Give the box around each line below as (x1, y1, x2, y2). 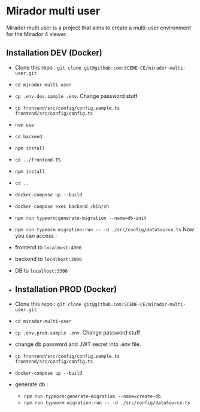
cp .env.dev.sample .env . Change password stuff (14, 92, 138, 100)
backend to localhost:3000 (14, 255, 82, 262)
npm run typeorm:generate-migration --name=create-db (23, 393, 161, 399)
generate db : (14, 380, 49, 388)
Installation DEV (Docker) (6, 48, 103, 58)
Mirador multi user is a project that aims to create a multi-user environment (6, 24, 192, 31)
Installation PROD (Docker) (14, 284, 117, 295)
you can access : (14, 232, 57, 239)
